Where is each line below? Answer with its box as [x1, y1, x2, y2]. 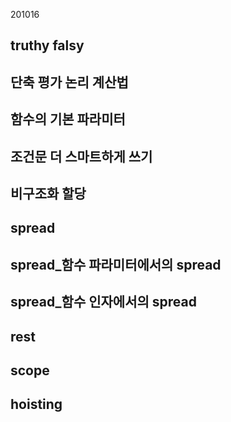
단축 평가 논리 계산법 [10, 74, 129, 91]
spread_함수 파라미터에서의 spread [10, 256, 222, 273]
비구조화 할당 [10, 185, 87, 202]
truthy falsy [10, 37, 85, 54]
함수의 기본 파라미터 [10, 111, 126, 128]
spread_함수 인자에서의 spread [10, 294, 197, 311]
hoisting [10, 396, 63, 413]
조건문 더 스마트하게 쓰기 [10, 148, 153, 165]
